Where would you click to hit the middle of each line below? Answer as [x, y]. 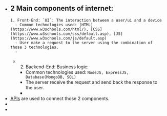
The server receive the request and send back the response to [91, 82]
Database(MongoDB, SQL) [51, 77]
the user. [35, 87]
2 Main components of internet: [62, 8]
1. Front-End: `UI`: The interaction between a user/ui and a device [86, 20]
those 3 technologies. [34, 47]
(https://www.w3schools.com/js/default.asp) [58, 38]
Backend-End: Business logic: [57, 67]
